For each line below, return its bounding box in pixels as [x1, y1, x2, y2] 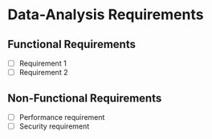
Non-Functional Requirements [7, 91, 162, 105]
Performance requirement [18, 112, 105, 121]
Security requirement [18, 121, 90, 131]
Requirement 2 [18, 68, 68, 77]
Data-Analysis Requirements [7, 6, 204, 24]
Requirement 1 [18, 58, 67, 68]
